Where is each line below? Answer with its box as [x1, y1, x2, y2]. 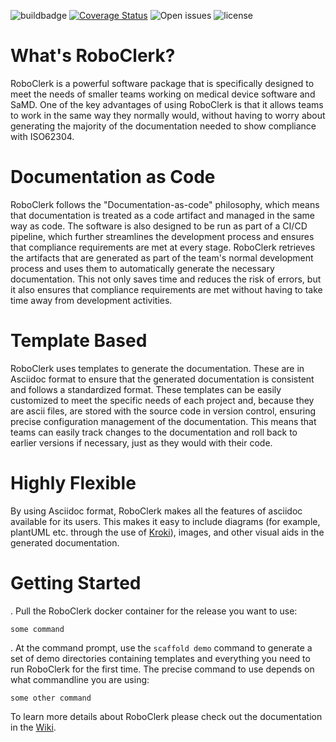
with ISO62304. [10, 130, 75, 142]
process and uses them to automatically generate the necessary [10, 262, 275, 274]
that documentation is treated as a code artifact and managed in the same [10, 209, 315, 221]
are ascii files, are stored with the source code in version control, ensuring [10, 405, 317, 417]
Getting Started [10, 571, 142, 594]
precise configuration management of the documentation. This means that [10, 415, 317, 427]
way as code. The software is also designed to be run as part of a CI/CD [10, 220, 308, 232]
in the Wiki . [10, 721, 57, 733]
